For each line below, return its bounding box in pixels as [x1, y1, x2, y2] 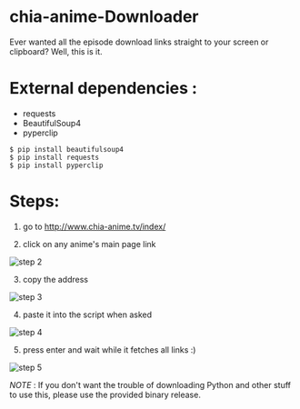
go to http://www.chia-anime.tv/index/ [22, 221, 166, 232]
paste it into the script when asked [22, 309, 153, 320]
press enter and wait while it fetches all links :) [22, 344, 196, 355]
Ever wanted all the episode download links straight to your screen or [9, 36, 269, 47]
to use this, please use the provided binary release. [9, 389, 202, 400]
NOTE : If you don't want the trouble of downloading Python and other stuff [9, 379, 291, 390]
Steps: [9, 191, 60, 212]
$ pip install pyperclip [9, 161, 104, 170]
